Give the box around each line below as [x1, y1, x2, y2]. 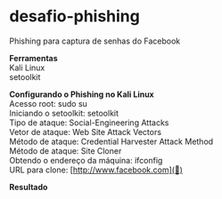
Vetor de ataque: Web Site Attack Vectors [9, 126, 162, 137]
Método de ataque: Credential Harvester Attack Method [9, 136, 214, 147]
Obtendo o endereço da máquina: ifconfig [9, 155, 163, 165]
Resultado [9, 181, 48, 192]
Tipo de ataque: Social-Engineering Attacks [9, 117, 169, 128]
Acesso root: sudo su [9, 98, 87, 108]
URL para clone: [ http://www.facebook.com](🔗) [9, 164, 183, 175]
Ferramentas [9, 52, 58, 63]
